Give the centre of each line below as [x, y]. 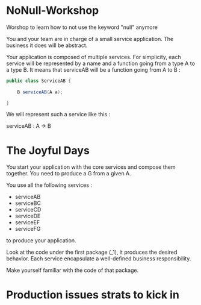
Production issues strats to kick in [93, 294]
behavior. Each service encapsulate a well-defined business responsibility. [99, 259]
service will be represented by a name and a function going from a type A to [101, 63]
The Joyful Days [48, 150]
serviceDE [28, 216]
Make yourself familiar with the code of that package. [73, 270]
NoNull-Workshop [53, 11]
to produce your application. [41, 241]
